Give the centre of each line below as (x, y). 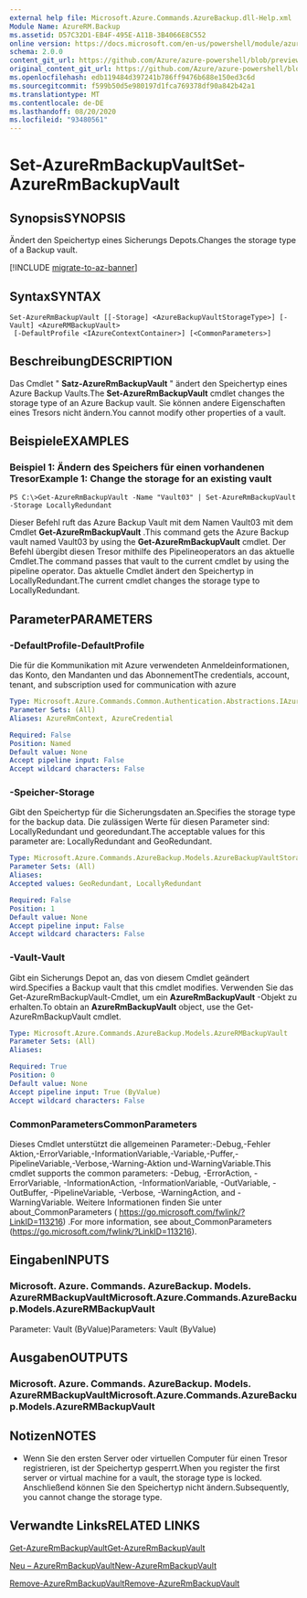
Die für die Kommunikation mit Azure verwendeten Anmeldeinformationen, (149, 666)
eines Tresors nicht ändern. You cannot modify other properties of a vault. (148, 412)
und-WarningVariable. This (222, 1163)
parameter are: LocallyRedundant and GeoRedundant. (111, 841)
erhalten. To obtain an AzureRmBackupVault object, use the (122, 1007)
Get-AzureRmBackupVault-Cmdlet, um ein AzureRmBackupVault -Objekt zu (153, 996)
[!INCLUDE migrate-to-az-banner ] (74, 268)
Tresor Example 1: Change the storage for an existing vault (141, 479)
